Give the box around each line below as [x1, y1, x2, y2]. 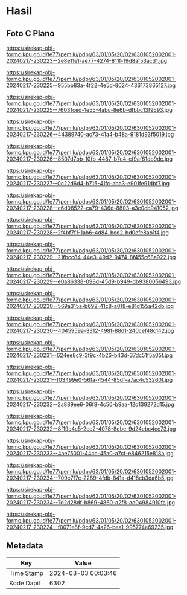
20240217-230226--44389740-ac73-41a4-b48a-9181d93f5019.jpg [6, 131, 174, 138]
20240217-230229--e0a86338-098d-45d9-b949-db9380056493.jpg [6, 278, 182, 285]
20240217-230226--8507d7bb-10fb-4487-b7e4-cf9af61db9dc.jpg [6, 155, 173, 162]
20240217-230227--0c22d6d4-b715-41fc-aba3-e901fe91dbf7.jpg [6, 180, 170, 187]
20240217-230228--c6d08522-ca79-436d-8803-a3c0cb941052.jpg [6, 204, 179, 211]
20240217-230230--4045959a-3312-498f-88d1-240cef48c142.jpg [6, 327, 174, 334]
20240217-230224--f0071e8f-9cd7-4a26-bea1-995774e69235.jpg [6, 524, 174, 530]
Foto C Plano [6, 28, 55, 39]
